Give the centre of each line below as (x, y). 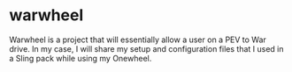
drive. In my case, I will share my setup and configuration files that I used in (147, 48)
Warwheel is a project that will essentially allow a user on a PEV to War (138, 40)
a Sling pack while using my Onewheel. (81, 58)
